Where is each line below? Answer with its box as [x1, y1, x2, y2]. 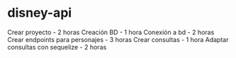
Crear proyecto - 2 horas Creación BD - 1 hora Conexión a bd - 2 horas [7, 28, 215, 36]
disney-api [7, 5, 72, 21]
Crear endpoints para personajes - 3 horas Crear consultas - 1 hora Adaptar [7, 35, 229, 43]
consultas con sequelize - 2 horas [7, 43, 107, 51]
